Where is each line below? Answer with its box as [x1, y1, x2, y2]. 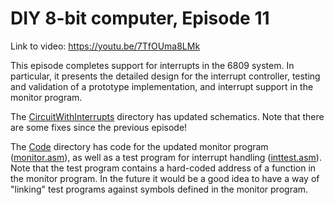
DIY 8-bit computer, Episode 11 [10, 7, 270, 30]
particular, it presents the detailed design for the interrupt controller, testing [10, 70, 321, 82]
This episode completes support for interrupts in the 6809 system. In [10, 59, 295, 71]
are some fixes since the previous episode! [10, 121, 188, 133]
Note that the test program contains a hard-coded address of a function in [10, 162, 317, 174]
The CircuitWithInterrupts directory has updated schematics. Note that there [10, 110, 325, 122]
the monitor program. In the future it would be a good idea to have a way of [10, 172, 320, 184]
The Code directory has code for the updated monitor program [10, 140, 269, 152]
